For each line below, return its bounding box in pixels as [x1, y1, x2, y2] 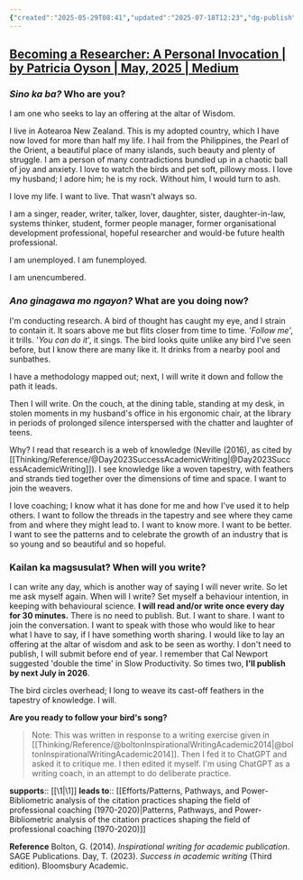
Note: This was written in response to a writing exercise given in [31, 729, 271, 740]
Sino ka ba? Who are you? [9, 87, 126, 100]
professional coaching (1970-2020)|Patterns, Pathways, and [9, 804, 233, 815]
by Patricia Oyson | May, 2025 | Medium [9, 60, 239, 77]
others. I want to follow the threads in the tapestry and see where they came [9, 509, 293, 520]
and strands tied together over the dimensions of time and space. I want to [9, 472, 287, 483]
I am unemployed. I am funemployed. [9, 254, 147, 266]
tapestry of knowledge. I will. [9, 694, 117, 705]
